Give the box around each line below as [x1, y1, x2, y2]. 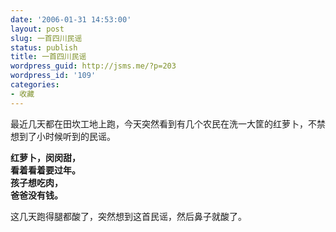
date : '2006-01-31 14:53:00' [10, 14, 132, 25]
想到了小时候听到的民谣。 [10, 130, 116, 142]
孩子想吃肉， [10, 176, 63, 188]
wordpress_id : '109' [10, 71, 97, 81]
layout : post [10, 24, 65, 34]
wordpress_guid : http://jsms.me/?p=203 [10, 61, 177, 71]
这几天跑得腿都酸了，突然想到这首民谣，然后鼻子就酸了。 [10, 210, 247, 222]
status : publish [10, 42, 78, 53]
